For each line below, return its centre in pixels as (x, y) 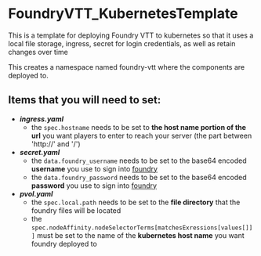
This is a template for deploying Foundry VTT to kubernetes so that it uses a (131, 35)
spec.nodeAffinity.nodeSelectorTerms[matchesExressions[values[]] (142, 228)
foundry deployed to (64, 243)
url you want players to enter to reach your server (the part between (141, 135)
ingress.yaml (42, 119)
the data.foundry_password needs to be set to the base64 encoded (139, 177)
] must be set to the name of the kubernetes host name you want (138, 235)
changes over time (38, 52)
